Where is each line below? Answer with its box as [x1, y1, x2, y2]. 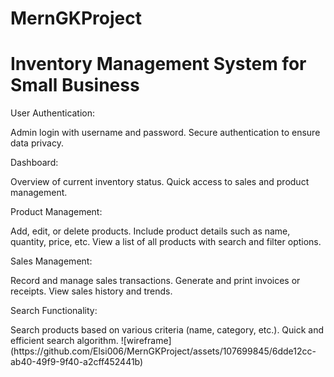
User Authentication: [10, 107, 96, 119]
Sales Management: [10, 255, 93, 267]
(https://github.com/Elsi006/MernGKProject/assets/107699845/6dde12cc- [10, 345, 317, 357]
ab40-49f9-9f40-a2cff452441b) [10, 356, 144, 368]
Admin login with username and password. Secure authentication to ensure [10, 127, 321, 139]
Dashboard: [10, 157, 59, 169]
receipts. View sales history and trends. [10, 285, 173, 297]
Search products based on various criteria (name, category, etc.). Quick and [10, 324, 325, 336]
